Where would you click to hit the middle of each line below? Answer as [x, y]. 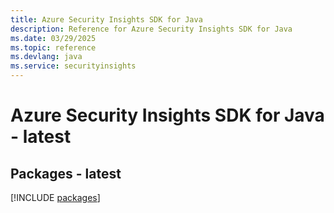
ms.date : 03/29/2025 [53, 38]
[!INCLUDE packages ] [55, 197]
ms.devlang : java [46, 57]
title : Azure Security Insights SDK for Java [106, 19]
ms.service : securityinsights [73, 66]
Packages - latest [66, 173]
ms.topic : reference [53, 47]
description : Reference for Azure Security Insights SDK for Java [151, 29]
